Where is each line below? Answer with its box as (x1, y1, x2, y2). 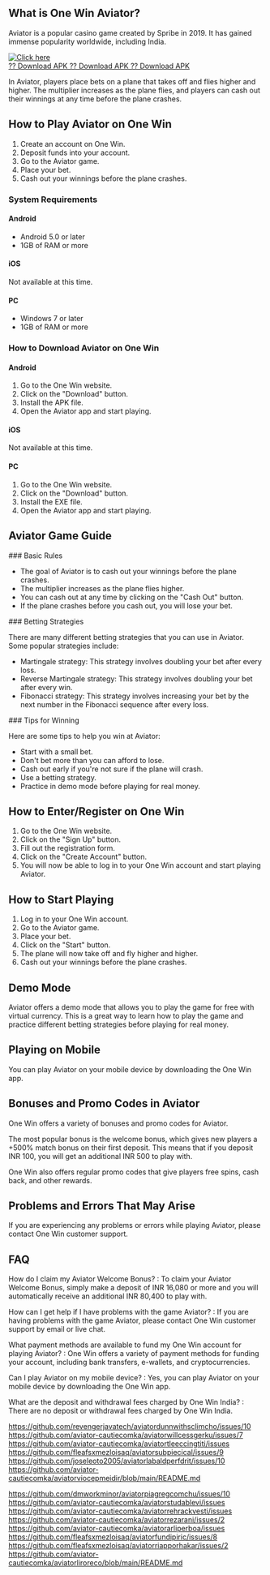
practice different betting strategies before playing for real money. (8, 1019, 229, 1029)
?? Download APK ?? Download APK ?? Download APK (8, 61, 191, 71)
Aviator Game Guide (8, 529, 112, 543)
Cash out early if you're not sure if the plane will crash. (19, 764, 204, 774)
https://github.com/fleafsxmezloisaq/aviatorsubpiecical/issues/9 (8, 1448, 225, 1457)
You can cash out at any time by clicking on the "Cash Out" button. (19, 592, 244, 602)
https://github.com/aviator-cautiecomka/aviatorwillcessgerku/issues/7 (8, 1431, 243, 1440)
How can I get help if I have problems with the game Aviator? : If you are (8, 1307, 249, 1317)
